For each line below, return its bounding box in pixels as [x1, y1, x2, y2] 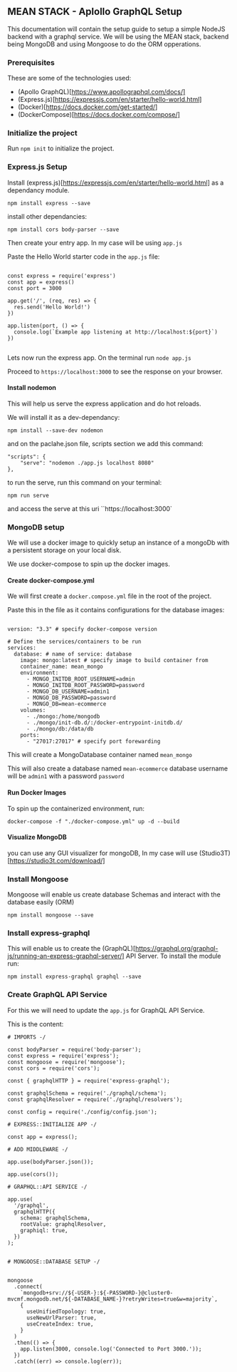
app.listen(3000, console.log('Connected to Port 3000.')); [20, 1345, 202, 1353]
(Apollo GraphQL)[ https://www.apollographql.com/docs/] [17, 88, 186, 96]
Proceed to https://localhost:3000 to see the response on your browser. [7, 367, 223, 376]
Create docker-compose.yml [7, 576, 95, 584]
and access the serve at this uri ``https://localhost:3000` [7, 504, 173, 512]
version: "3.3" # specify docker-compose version [7, 626, 158, 633]
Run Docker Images [7, 788, 66, 797]
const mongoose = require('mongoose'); [7, 1058, 126, 1066]
